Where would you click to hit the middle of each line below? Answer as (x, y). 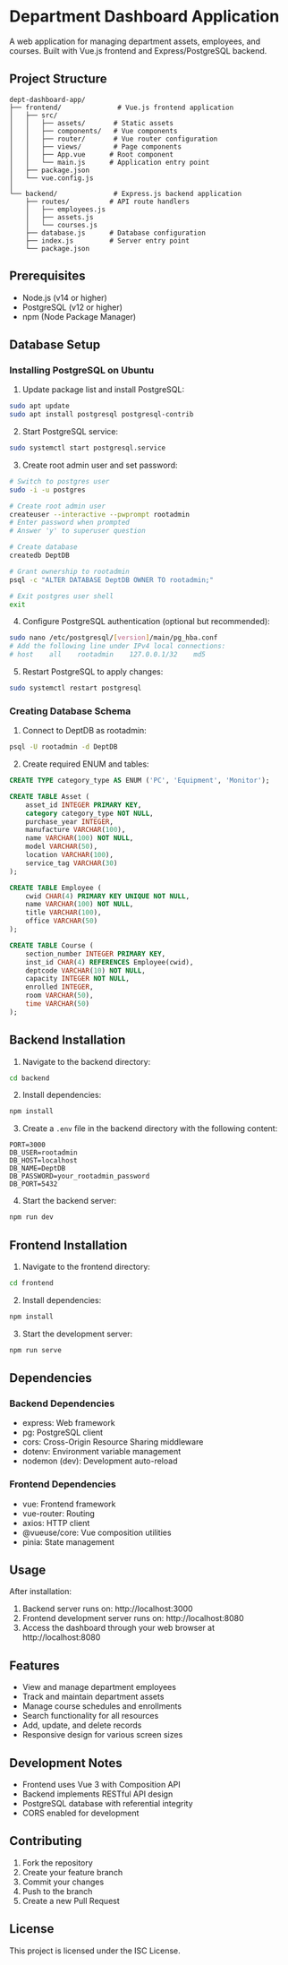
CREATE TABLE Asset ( (50, 796)
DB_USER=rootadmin (43, 1153)
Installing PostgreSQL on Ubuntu (82, 370)
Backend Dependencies (62, 1403)
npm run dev (31, 1217)
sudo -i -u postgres (48, 490)
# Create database (43, 547)
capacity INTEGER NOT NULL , (77, 979)
